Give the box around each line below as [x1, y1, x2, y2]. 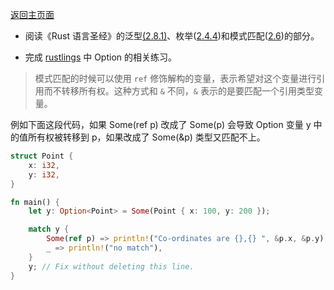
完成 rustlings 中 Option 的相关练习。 [24, 51, 178, 63]
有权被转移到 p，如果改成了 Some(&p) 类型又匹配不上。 [36, 131, 266, 143]
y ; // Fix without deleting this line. [28, 261, 195, 272]
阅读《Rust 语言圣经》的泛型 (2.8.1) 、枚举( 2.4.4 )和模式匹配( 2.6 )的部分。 [24, 30, 320, 42]
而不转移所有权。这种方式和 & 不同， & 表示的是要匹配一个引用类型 [43, 85, 315, 97]
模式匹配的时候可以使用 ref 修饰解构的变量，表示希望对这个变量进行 [34, 73, 317, 84]
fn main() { [10, 197, 60, 207]
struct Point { [10, 151, 74, 161]
